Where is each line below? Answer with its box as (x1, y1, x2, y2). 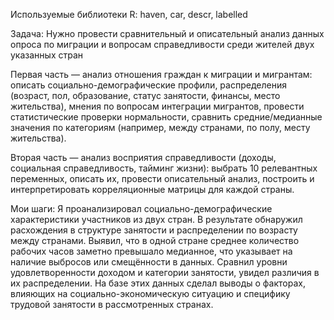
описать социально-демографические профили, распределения (10, 79, 287, 91)
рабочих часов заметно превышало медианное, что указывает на (10, 245, 293, 257)
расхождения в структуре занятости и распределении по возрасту (10, 224, 298, 236)
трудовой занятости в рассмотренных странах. (10, 299, 214, 310)
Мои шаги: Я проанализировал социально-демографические (10, 203, 273, 214)
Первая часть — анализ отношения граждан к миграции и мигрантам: (10, 69, 313, 80)
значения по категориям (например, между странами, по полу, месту (10, 122, 311, 133)
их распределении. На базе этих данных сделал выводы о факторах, (10, 277, 306, 289)
